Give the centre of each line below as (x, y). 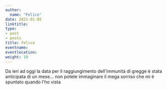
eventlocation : (21, 52)
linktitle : (17, 24)
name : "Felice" (26, 15)
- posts (13, 38)
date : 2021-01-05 (24, 19)
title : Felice (20, 43)
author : (13, 10)
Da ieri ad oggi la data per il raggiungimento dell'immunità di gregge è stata (84, 71)
